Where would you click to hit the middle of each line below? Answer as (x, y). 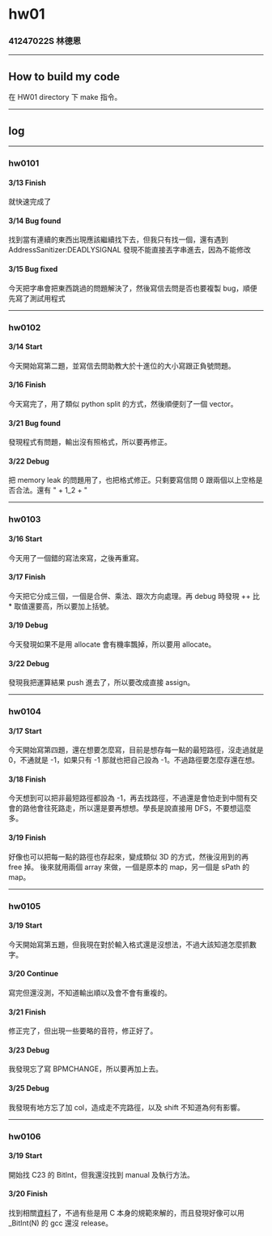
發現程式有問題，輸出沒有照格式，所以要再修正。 (90, 442)
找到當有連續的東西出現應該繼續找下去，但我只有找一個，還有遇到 (118, 239)
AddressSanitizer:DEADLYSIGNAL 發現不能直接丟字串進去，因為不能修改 (130, 250)
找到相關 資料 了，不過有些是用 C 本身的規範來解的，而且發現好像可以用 (127, 1212)
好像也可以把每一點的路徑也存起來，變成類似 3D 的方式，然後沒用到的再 (129, 856)
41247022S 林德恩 (45, 41)
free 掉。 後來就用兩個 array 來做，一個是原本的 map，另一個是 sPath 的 (129, 867)
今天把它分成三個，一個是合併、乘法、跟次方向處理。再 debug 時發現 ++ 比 (134, 596)
